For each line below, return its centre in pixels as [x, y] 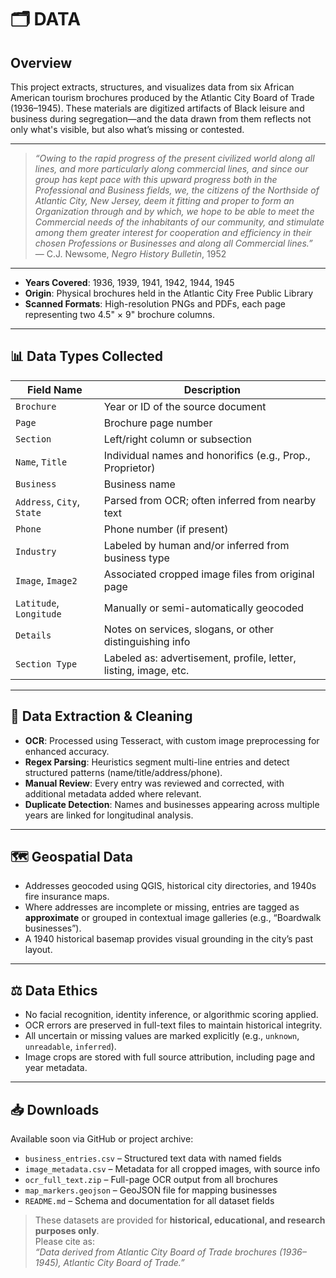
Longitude [38, 614]
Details [33, 635]
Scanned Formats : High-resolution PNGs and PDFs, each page [155, 304]
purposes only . [67, 1231]
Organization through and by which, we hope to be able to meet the [174, 211]
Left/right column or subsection [177, 439]
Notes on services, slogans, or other [189, 629]
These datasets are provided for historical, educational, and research [180, 1220]
